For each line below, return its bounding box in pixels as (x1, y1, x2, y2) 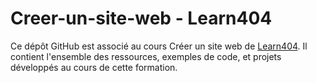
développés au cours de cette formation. (10, 61, 178, 73)
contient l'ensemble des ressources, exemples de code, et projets (10, 50, 282, 62)
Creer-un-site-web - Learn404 (10, 7, 273, 30)
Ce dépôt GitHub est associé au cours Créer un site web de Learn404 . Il (10, 40, 308, 52)
